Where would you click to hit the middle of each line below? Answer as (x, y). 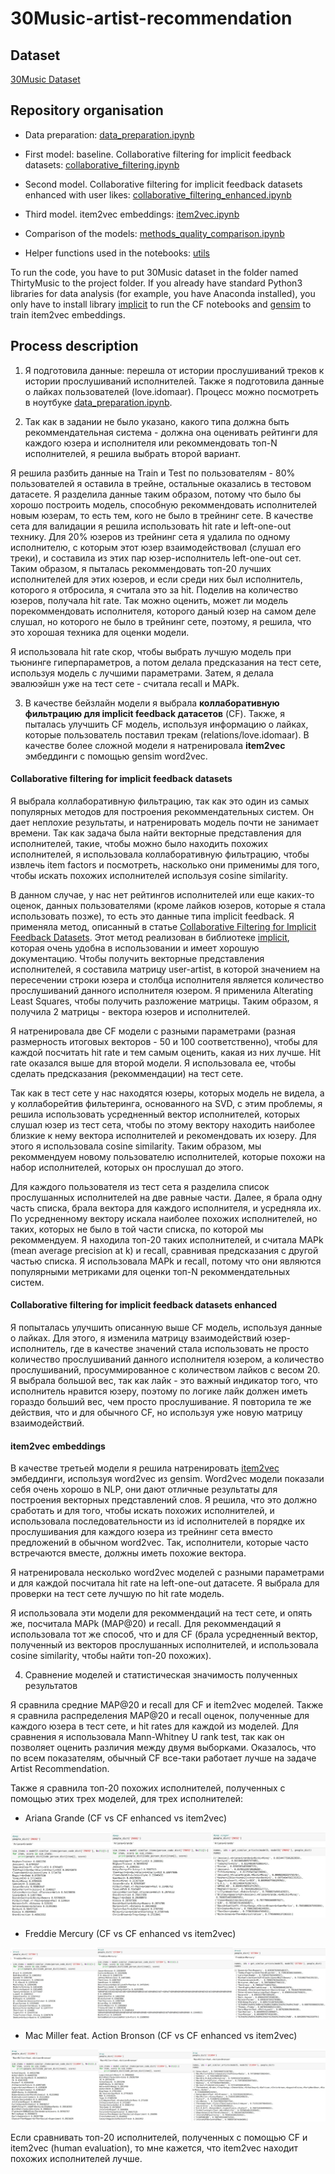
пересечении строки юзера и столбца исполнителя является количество (167, 979)
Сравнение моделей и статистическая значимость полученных (161, 1675)
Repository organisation (87, 110)
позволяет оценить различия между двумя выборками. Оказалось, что (163, 1748)
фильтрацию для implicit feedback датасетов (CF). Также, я (155, 713)
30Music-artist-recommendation (151, 18)
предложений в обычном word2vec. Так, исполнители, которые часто (159, 1543)
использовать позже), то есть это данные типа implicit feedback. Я (152, 916)
